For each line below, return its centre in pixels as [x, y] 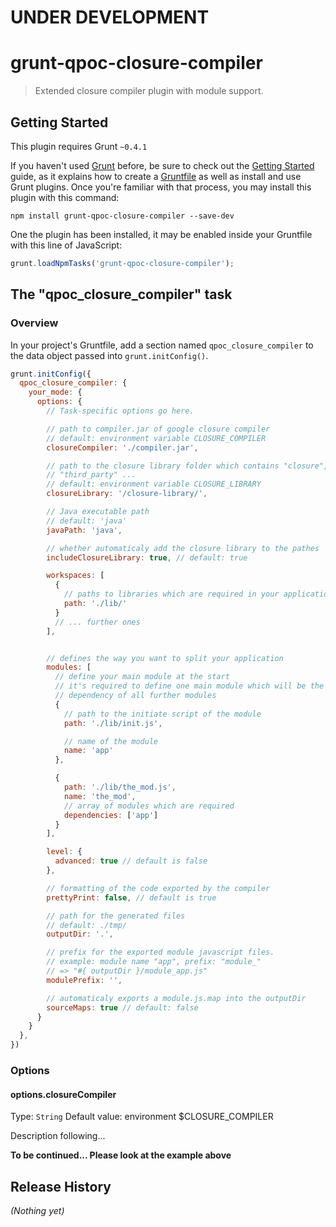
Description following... [58, 1136]
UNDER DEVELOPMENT [110, 17]
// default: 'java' [87, 521]
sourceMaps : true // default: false [122, 1007]
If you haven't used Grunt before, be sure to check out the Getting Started [162, 165]
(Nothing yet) [37, 1210]
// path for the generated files [116, 916]
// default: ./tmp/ [87, 925]
